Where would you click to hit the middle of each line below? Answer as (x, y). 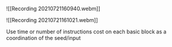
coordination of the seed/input (44, 38)
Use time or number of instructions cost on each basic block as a (86, 32)
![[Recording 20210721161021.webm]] (52, 20)
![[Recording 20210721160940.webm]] (53, 9)
